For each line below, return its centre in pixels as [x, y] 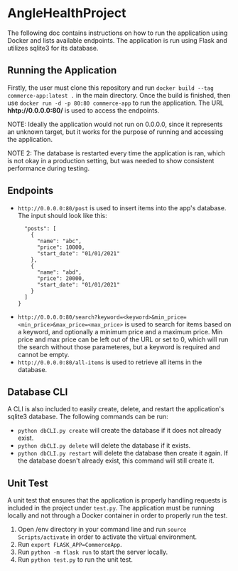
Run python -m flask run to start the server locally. [93, 552]
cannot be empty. [43, 354]
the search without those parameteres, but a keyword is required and [119, 346]
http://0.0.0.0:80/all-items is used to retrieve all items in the [110, 362]
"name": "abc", [59, 241]
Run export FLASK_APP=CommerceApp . [70, 545]
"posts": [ [40, 228]
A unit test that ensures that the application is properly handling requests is [117, 500]
